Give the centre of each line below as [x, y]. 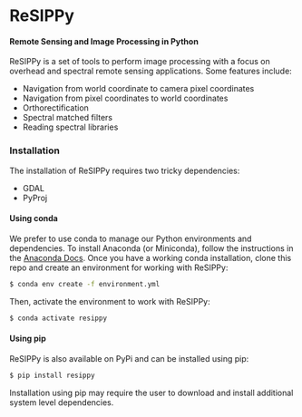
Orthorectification [55, 108]
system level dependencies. [62, 402]
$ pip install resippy [52, 375]
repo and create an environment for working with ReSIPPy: [119, 267]
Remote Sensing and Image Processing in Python [104, 41]
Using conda [34, 218]
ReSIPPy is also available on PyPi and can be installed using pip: [129, 358]
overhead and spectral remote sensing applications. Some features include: [151, 71]
